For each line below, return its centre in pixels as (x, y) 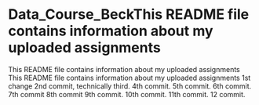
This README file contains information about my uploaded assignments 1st (129, 78)
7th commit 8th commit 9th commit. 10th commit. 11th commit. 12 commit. (127, 94)
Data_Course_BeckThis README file (129, 14)
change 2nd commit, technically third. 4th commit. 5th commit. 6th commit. (130, 86)
